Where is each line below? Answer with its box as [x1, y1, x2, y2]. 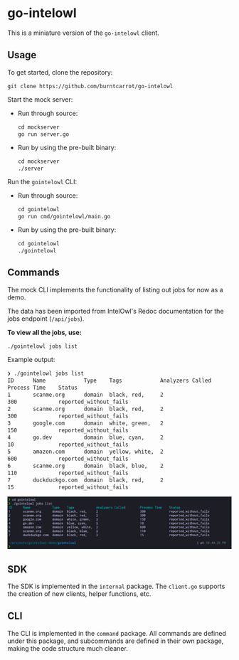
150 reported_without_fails [7, 427, 129, 434]
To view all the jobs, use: [7, 328, 82, 336]
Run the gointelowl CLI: [7, 177, 77, 186]
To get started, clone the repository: [7, 68, 113, 76]
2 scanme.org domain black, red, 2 [7, 405, 164, 412]
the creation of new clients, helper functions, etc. [7, 590, 152, 598]
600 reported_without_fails [7, 455, 129, 462]
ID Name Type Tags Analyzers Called [7, 377, 212, 384]
